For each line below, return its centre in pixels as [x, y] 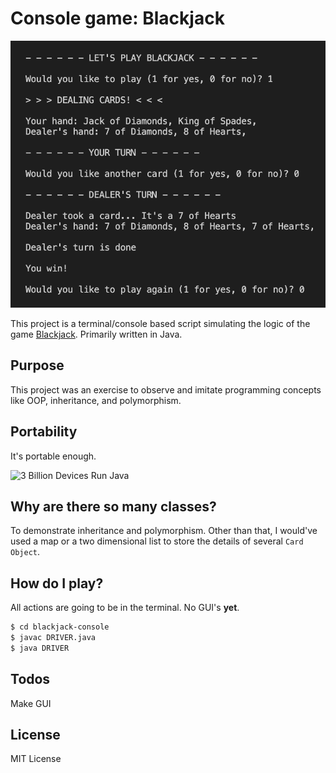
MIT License [36, 759]
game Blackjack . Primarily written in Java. [96, 334]
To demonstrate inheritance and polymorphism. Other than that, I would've [164, 531]
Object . [25, 552]
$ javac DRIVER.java [53, 638]
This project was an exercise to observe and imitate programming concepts [166, 389]
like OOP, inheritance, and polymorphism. [96, 400]
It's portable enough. [53, 456]
